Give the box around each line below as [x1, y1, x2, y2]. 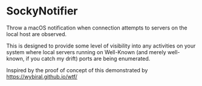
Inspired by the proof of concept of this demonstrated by [6, 66, 148, 73]
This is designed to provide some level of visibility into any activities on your [6, 42, 196, 49]
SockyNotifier [6, 4, 78, 18]
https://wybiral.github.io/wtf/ [6, 73, 77, 80]
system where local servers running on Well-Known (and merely [6, 48, 166, 55]
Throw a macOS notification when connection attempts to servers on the [6, 24, 187, 31]
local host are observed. [6, 30, 67, 37]
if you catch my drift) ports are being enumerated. [25, 55, 151, 62]
